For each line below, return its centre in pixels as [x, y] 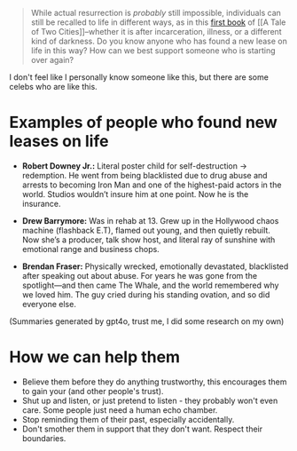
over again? [52, 60]
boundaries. [44, 438]
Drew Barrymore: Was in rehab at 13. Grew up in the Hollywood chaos [150, 220]
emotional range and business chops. [90, 249]
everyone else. [49, 304]
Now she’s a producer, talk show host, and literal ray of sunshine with [148, 240]
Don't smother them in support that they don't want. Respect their [142, 429]
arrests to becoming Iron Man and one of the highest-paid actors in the [152, 185]
